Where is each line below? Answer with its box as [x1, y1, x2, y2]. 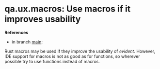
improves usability [4, 14, 81, 25]
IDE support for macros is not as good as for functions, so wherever [4, 53, 140, 59]
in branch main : [11, 39, 43, 44]
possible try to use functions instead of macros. [4, 58, 100, 64]
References [4, 29, 29, 35]
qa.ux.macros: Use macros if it [4, 3, 131, 14]
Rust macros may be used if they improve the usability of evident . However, [4, 48, 156, 54]
